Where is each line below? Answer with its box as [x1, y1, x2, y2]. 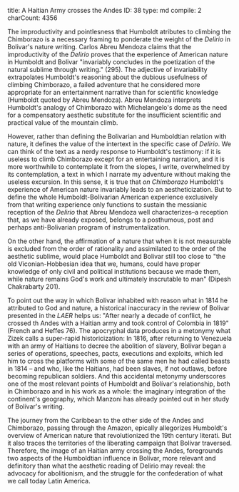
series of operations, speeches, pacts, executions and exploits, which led [7, 349, 223, 357]
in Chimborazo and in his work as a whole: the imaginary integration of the [7, 387, 226, 395]
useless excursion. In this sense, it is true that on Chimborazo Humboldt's [7, 178, 224, 186]
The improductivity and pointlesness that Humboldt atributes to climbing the [7, 28, 232, 36]
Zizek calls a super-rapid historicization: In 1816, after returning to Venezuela [7, 334, 232, 342]
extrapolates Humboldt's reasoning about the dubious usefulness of [7, 73, 208, 81]
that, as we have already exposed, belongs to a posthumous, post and [7, 215, 214, 224]
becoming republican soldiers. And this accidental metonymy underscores [7, 372, 226, 380]
